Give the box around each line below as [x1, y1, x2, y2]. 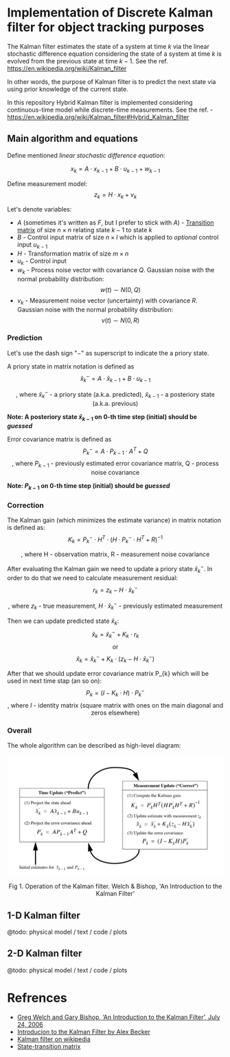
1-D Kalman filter [7, 910, 81, 921]
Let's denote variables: [7, 205, 72, 214]
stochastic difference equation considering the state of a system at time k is [7, 50, 222, 58]
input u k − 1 [16, 240, 48, 251]
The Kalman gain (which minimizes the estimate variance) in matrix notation [7, 515, 222, 524]
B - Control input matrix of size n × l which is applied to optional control [16, 233, 219, 242]
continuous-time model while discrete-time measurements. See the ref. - [7, 105, 214, 114]
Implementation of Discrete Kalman [7, 5, 214, 21]
